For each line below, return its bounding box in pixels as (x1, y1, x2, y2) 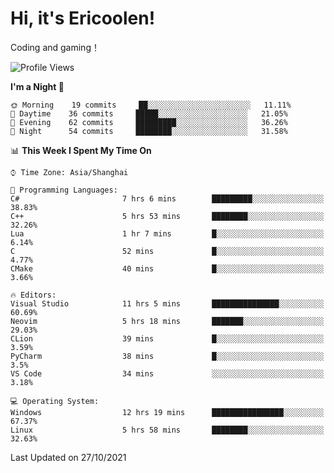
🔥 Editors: (10, 290, 57, 300)
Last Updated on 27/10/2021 (10, 451, 127, 463)
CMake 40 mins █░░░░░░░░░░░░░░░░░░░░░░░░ (10, 263, 325, 274)
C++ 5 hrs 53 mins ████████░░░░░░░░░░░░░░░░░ (10, 211, 325, 221)
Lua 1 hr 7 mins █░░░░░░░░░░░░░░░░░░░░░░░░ (10, 228, 325, 239)
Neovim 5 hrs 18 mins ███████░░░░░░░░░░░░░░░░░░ (10, 316, 325, 326)
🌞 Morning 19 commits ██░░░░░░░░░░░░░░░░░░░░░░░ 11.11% (10, 100, 292, 110)
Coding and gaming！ (10, 41, 100, 53)
